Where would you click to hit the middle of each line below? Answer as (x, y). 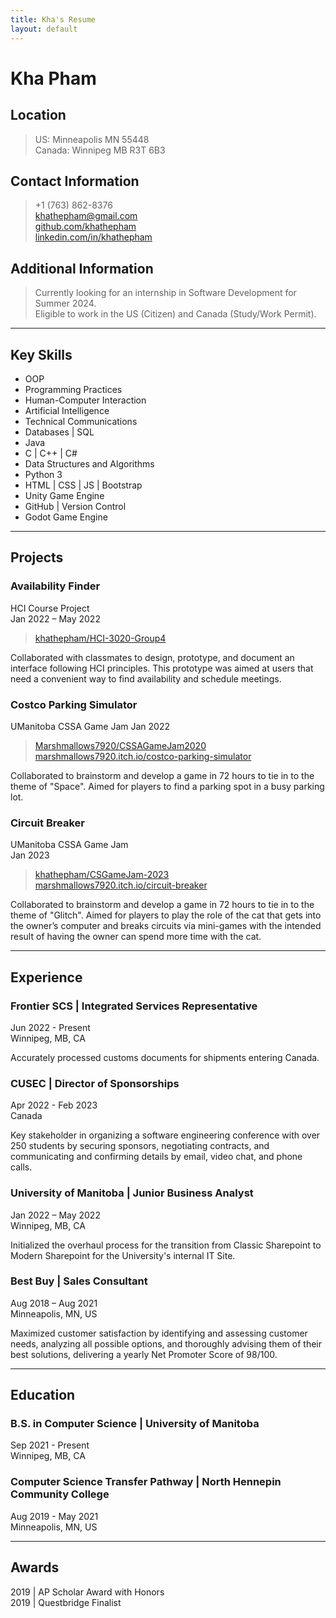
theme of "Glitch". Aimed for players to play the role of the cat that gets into (166, 915)
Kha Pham (53, 78)
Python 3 (43, 474)
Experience (46, 977)
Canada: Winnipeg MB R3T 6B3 (100, 150)
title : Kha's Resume (53, 19)
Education (43, 1395)
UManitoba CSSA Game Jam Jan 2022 (90, 726)
